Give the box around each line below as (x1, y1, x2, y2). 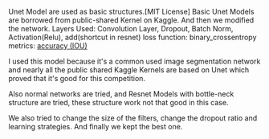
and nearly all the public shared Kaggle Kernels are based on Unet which (8, 65, 250, 75)
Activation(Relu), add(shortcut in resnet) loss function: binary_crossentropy (8, 32, 257, 42)
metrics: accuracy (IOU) (8, 41, 88, 51)
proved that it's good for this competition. (8, 74, 146, 83)
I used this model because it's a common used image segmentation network (8, 56, 261, 66)
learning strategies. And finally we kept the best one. (8, 122, 183, 131)
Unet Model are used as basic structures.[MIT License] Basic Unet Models (8, 7, 255, 16)
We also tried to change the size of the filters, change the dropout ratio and (8, 113, 258, 123)
